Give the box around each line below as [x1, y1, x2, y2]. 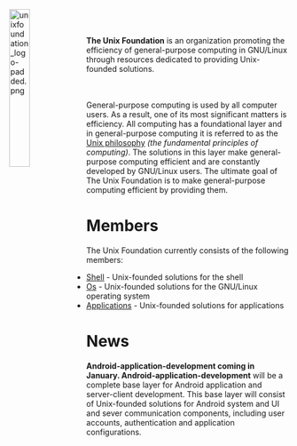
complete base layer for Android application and [86, 379, 262, 390]
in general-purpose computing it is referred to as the [86, 128, 278, 139]
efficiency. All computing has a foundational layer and [86, 119, 282, 129]
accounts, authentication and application [86, 417, 235, 427]
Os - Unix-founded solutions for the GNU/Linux [86, 281, 259, 291]
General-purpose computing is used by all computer [86, 100, 277, 110]
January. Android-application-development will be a [86, 370, 284, 380]
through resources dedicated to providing [86, 54, 238, 65]
